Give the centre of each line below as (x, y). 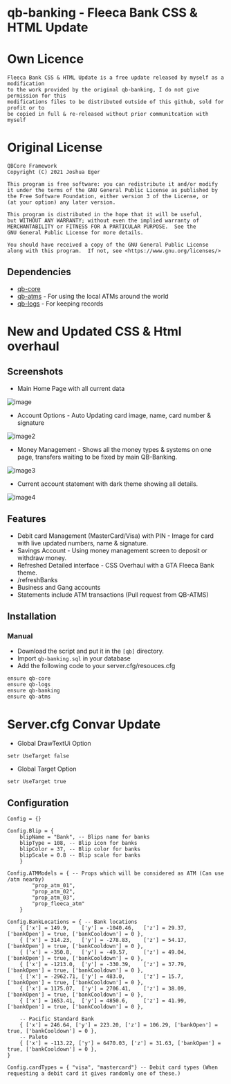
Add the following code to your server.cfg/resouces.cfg (96, 666)
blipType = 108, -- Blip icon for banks (78, 843)
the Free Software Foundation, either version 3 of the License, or (108, 196)
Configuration (38, 803)
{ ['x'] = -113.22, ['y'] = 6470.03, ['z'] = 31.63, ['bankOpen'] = (120, 1043)
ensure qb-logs (29, 685)
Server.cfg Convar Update (84, 724)
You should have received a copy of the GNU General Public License (108, 245)
